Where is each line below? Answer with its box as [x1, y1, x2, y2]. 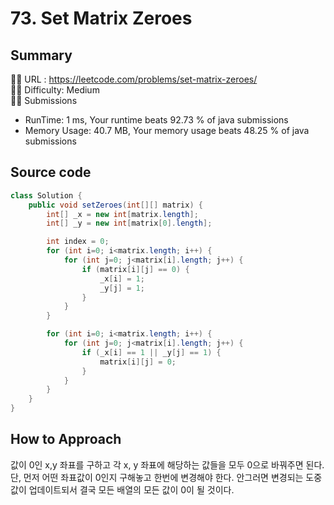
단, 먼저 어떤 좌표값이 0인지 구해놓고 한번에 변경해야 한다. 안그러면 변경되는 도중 [10, 471, 323, 483]
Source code [10, 164, 92, 181]
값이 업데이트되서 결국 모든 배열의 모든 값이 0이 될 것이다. [10, 483, 235, 496]
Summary [10, 47, 73, 64]
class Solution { [10, 190, 83, 201]
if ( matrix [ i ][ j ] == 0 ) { [81, 264, 190, 274]
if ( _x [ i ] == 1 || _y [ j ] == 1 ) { [81, 347, 222, 357]
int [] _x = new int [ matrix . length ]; [46, 209, 199, 219]
